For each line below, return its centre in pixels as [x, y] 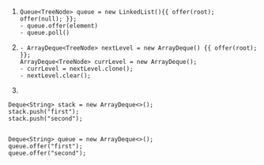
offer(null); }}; [48, 19]
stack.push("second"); [45, 118]
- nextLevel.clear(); [55, 76]
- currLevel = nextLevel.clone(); [76, 69]
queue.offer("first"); [45, 146]
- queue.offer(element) [59, 26]
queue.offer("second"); [47, 153]
